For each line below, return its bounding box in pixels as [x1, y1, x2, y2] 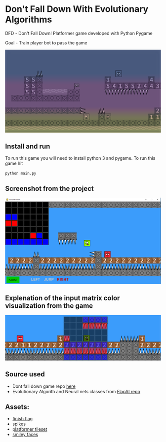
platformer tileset [12, 426, 47, 432]
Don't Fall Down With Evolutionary [5, 3, 149, 15]
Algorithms [5, 14, 52, 25]
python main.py [5, 171, 37, 176]
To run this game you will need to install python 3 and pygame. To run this [5, 155, 156, 161]
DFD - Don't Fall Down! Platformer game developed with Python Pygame [5, 30, 153, 36]
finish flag [12, 416, 33, 422]
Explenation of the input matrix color [5, 294, 120, 302]
